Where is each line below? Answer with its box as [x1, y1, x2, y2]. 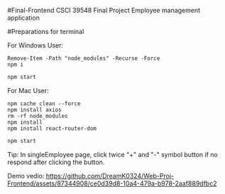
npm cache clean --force [7, 99, 81, 107]
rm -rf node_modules [7, 112, 69, 119]
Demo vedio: [7, 171, 45, 180]
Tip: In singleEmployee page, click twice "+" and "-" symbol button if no [7, 150, 218, 158]
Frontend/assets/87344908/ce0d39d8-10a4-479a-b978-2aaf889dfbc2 [7, 179, 217, 188]
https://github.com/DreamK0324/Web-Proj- [45, 171, 175, 180]
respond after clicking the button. [7, 158, 105, 166]
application [7, 14, 40, 22]
